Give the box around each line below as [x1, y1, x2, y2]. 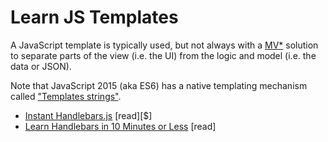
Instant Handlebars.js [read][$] [24, 109, 153, 121]
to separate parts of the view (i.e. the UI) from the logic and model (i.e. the [10, 49, 317, 61]
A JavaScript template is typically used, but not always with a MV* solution [10, 39, 319, 51]
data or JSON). [10, 60, 72, 72]
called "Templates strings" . [10, 90, 122, 102]
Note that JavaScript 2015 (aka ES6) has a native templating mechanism [10, 79, 308, 91]
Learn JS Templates [10, 6, 179, 29]
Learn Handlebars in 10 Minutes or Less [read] [24, 120, 217, 132]
